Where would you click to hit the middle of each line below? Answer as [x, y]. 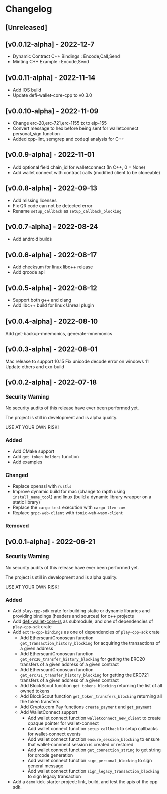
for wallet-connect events [54, 734]
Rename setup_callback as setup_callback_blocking [67, 211]
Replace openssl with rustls [42, 486]
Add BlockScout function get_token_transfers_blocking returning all [91, 696]
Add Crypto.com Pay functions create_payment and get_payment [86, 707]
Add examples [27, 462]
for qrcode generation [50, 755]
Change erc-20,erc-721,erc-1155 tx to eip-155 [60, 123]
